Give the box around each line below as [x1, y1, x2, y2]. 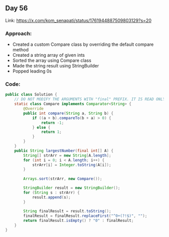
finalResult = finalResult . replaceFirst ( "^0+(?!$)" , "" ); [23, 213, 147, 218]
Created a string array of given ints [12, 52, 85, 58]
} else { [32, 125, 51, 130]
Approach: [5, 30, 32, 37]
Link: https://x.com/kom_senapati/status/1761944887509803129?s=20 [5, 17, 152, 23]
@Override [23, 106, 44, 111]
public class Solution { [5, 92, 57, 97]
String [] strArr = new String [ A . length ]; [23, 153, 112, 158]
